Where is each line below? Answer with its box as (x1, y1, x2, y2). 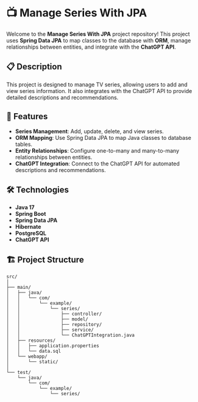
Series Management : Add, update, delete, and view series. (15, 127, 164, 135)
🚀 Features (6, 111, 48, 122)
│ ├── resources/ (6, 338, 56, 344)
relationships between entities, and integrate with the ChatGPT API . (6, 43, 177, 50)
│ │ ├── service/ (6, 327, 94, 333)
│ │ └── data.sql (6, 348, 62, 355)
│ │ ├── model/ (6, 316, 88, 322)
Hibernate (15, 223, 41, 230)
